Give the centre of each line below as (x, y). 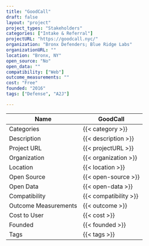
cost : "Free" (22, 83)
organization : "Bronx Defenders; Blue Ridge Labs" (69, 45)
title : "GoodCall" (28, 12)
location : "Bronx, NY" (34, 55)
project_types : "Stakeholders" (44, 28)
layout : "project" (28, 22)
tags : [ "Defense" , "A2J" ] (38, 94)
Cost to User (26, 215)
